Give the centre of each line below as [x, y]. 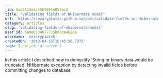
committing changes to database [38, 70]
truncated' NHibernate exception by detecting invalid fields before [71, 65]
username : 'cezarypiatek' [31, 37]
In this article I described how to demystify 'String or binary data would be [79, 59]
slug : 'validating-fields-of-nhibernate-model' [54, 28]
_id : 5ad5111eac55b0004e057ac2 [37, 10]
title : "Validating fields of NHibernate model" [55, 14]
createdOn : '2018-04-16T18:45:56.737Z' [45, 41]
